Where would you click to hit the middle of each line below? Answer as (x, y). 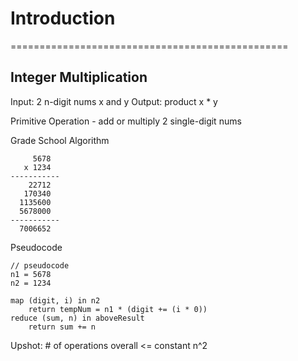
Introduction (63, 18)
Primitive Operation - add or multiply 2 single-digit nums (126, 121)
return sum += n (62, 327)
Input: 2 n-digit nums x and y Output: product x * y (114, 101)
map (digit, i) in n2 (55, 300)
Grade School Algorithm (60, 140)
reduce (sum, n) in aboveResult (77, 318)
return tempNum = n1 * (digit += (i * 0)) (118, 309)
